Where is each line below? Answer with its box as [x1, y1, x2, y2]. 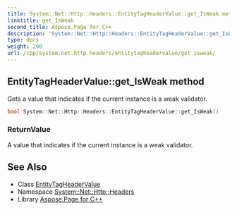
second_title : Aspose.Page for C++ [7, 23, 112, 30]
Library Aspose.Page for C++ [17, 194, 104, 203]
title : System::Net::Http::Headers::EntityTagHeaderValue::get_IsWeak [7, 10, 219, 18]
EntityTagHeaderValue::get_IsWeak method [7, 75, 205, 88]
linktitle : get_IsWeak [7, 17, 74, 24]
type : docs [7, 37, 39, 44]
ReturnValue [7, 125, 51, 135]
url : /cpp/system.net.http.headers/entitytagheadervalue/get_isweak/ [7, 50, 217, 57]
